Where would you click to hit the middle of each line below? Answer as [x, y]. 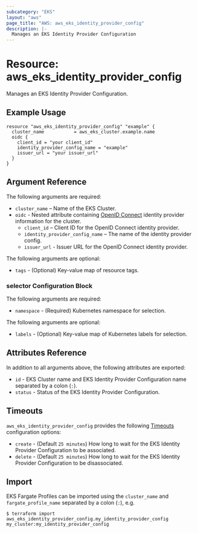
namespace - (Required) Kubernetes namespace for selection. [90, 310]
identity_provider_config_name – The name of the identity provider [108, 234]
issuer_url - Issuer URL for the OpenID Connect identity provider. [106, 247]
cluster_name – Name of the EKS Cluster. [65, 208]
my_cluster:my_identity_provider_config [58, 525]
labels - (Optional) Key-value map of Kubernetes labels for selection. [101, 334]
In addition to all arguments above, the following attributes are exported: [96, 367]
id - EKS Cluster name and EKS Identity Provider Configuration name [101, 379]
